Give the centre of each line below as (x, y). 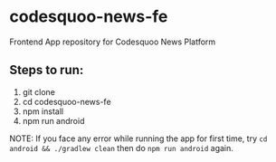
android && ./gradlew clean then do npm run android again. (121, 148)
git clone (39, 91)
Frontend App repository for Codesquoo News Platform (113, 42)
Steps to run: (47, 70)
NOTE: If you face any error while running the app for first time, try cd (138, 138)
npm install (43, 111)
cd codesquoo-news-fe (67, 101)
